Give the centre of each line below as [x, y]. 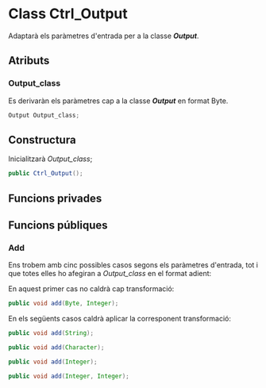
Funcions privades [55, 198]
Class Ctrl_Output [68, 14]
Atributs [29, 61]
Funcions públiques [58, 225]
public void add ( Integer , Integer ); [69, 376]
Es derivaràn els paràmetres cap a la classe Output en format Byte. [118, 101]
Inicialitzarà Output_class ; [50, 159]
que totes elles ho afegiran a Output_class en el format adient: [110, 274]
